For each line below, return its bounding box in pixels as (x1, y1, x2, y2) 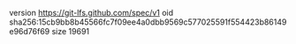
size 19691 (51, 26, 90, 36)
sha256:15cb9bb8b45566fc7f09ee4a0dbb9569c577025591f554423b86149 (9, 17, 287, 27)
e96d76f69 (9, 26, 50, 36)
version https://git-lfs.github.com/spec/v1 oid (9, 8, 174, 18)
